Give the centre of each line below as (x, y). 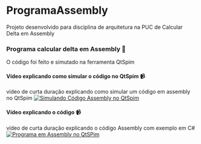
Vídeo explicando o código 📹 (44, 112)
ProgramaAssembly (57, 10)
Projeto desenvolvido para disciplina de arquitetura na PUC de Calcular (94, 27)
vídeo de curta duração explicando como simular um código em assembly (98, 92)
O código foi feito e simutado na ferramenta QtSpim (70, 62)
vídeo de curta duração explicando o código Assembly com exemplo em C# (101, 128)
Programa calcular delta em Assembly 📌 (66, 49)
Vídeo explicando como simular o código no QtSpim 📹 (76, 76)
